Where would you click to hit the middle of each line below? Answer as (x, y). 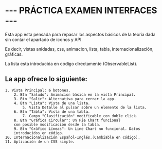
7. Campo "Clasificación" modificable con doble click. (80, 116)
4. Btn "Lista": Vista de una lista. (52, 103)
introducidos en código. (39, 133)
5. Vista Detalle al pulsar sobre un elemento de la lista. (85, 107)
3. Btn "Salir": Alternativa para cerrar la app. (65, 99)
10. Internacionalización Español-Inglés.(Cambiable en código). (72, 137)
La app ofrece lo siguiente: (46, 79)
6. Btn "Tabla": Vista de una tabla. (52, 112)
